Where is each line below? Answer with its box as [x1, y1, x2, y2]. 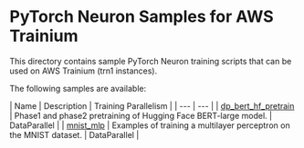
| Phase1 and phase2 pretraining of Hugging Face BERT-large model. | [9, 110, 272, 121]
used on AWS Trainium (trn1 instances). [9, 65, 158, 76]
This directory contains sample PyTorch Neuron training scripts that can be [9, 55, 292, 66]
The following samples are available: [9, 83, 147, 94]
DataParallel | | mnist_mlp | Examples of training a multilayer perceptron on [9, 120, 290, 131]
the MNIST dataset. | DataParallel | [9, 129, 140, 140]
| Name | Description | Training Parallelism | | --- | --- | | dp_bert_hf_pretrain [9, 100, 295, 111]
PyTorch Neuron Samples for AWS [9, 6, 274, 27]
